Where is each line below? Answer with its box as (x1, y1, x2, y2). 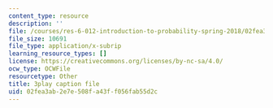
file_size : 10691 (8, 34, 67, 43)
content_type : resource (8, 11, 89, 20)
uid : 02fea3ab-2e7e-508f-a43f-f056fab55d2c (8, 87, 158, 96)
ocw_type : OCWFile (8, 65, 71, 73)
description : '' (8, 19, 63, 28)
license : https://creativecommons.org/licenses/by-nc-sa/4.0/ (8, 58, 223, 66)
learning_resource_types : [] (8, 50, 107, 58)
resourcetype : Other (8, 72, 79, 80)
